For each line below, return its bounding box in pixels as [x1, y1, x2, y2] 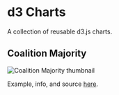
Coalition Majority [7, 47, 87, 59]
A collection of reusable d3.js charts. [7, 27, 113, 36]
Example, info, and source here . [7, 80, 99, 88]
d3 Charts [7, 4, 66, 20]
